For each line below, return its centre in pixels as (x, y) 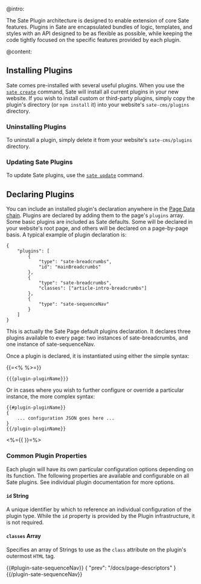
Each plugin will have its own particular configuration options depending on (100, 469)
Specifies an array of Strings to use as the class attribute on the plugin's (96, 549)
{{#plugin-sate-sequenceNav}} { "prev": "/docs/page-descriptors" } (91, 568)
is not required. (25, 522)
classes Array (24, 536)
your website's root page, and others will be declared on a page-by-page (97, 228)
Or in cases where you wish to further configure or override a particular (95, 390)
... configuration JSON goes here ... (66, 418)
